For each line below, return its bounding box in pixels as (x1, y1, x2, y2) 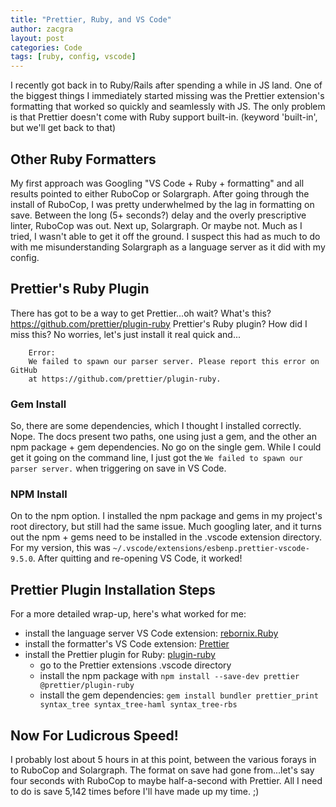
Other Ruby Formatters (10, 151, 157, 168)
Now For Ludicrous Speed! (10, 727, 179, 744)
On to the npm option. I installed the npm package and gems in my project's (10, 510, 323, 522)
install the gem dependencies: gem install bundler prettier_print (39, 689, 319, 701)
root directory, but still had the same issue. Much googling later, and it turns (10, 521, 322, 533)
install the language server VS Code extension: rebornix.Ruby (24, 627, 279, 640)
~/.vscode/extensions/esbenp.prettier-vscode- (112, 544, 310, 554)
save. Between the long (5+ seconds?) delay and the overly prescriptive (10, 209, 307, 221)
